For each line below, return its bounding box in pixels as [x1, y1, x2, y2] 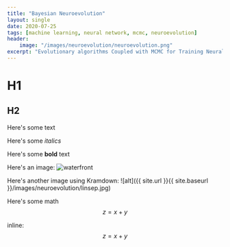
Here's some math [7, 197, 60, 205]
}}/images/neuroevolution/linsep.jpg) [7, 183, 111, 192]
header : [7, 36, 29, 43]
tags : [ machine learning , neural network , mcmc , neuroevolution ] [7, 29, 197, 36]
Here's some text [7, 123, 56, 131]
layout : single [7, 16, 51, 23]
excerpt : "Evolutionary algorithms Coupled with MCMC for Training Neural [7, 49, 225, 56]
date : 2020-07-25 [7, 23, 57, 30]
